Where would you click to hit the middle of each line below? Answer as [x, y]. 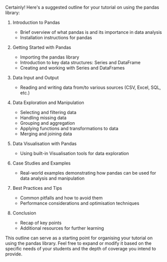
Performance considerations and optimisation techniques [80, 203]
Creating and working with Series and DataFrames [72, 68]
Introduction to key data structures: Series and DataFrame [80, 62]
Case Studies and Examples [42, 163]
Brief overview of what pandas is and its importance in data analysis [91, 32]
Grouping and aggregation [47, 123]
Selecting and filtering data [48, 112]
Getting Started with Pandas [42, 47]
